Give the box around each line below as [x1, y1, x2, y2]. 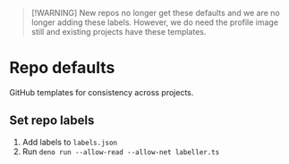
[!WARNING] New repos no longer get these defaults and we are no [30, 8, 280, 18]
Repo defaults [9, 58, 115, 78]
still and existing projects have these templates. [30, 27, 207, 37]
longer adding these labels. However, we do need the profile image [30, 17, 279, 28]
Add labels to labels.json [21, 136, 118, 147]
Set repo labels [9, 113, 95, 128]
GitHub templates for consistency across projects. [9, 86, 194, 97]
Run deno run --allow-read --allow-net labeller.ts [21, 146, 220, 157]
